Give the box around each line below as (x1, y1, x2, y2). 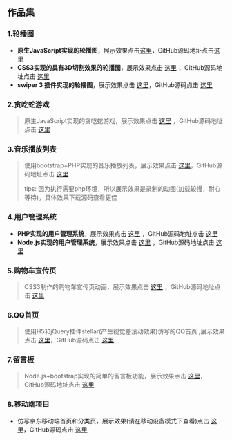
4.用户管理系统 (7, 212, 57, 222)
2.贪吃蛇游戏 (7, 100, 50, 109)
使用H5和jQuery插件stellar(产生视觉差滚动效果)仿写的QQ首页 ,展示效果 (23, 327, 225, 336)
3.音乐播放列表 (7, 144, 57, 154)
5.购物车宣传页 (7, 266, 57, 275)
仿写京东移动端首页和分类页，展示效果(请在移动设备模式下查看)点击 (17, 416, 210, 425)
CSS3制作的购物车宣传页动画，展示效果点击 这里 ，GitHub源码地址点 (23, 282, 221, 291)
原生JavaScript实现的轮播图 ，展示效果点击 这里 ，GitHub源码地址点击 (17, 46, 214, 54)
